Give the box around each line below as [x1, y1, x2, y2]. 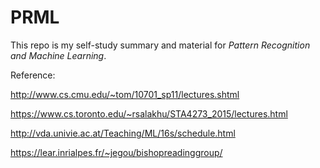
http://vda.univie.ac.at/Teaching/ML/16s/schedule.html [10, 127, 236, 139]
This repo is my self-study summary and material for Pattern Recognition [10, 39, 311, 51]
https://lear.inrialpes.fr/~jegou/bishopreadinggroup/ [10, 146, 223, 158]
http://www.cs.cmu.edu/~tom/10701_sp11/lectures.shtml [10, 88, 240, 100]
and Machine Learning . [10, 49, 107, 61]
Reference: [10, 69, 56, 81]
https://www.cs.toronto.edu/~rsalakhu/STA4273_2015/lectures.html [10, 107, 288, 120]
